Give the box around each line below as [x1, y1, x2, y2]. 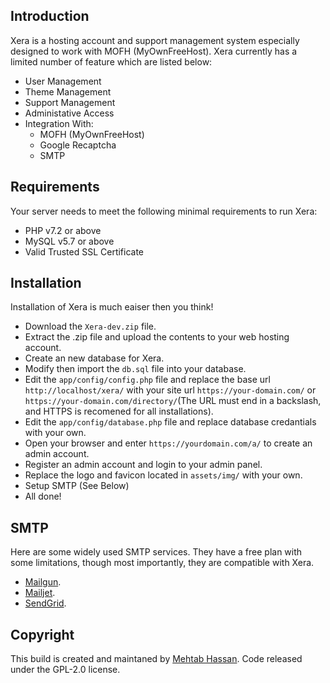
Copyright [10, 626, 75, 643]
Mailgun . [24, 576, 62, 588]
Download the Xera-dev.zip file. [24, 320, 157, 333]
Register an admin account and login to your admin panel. [24, 459, 263, 471]
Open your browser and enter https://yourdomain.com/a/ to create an [24, 437, 313, 449]
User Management [24, 75, 102, 87]
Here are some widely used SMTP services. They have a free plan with [10, 546, 303, 558]
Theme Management [24, 85, 112, 98]
